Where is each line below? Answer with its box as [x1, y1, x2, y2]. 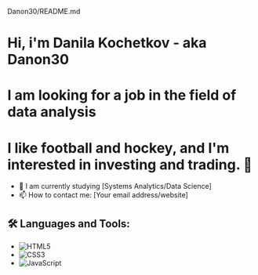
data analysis [7, 103, 96, 121]
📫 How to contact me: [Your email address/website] [18, 190, 189, 200]
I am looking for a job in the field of [7, 86, 237, 104]
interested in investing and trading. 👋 [7, 156, 253, 173]
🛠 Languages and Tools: [7, 217, 130, 230]
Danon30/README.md [7, 7, 81, 16]
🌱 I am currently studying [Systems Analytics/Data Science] [18, 182, 213, 191]
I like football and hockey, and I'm [7, 139, 230, 157]
